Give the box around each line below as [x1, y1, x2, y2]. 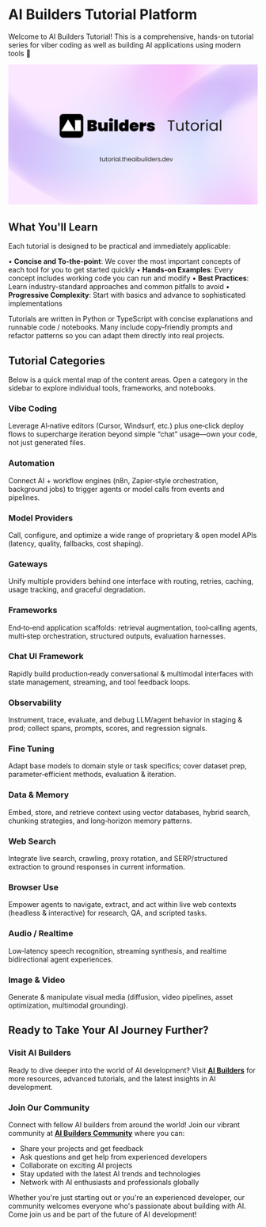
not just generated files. [8, 438, 85, 448]
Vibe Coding [8, 402, 57, 413]
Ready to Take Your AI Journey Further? [8, 1023, 209, 1037]
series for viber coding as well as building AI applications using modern [8, 40, 241, 49]
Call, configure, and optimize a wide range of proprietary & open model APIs [8, 530, 257, 539]
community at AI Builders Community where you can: [8, 1128, 185, 1137]
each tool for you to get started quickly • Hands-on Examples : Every [8, 265, 234, 275]
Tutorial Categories [8, 354, 105, 368]
